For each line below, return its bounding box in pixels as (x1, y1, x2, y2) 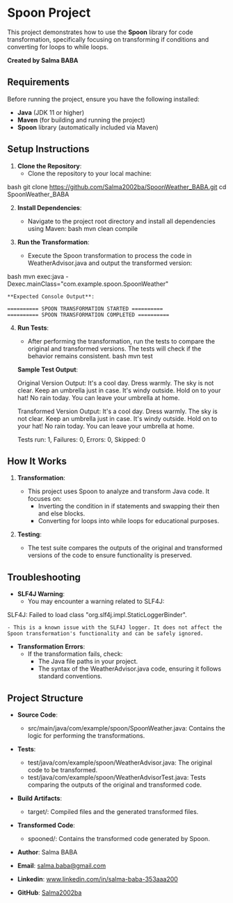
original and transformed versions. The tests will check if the (27, 344, 202, 353)
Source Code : (17, 711, 58, 719)
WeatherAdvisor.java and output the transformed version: (27, 259, 193, 267)
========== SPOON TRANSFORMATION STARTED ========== (7, 305, 163, 312)
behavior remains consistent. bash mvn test (27, 351, 153, 360)
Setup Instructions (7, 143, 90, 155)
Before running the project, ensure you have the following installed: (7, 95, 200, 103)
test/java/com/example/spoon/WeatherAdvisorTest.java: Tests (27, 774, 207, 781)
